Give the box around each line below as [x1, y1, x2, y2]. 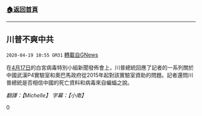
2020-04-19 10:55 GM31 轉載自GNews [6, 51, 99, 58]
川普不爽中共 [6, 34, 54, 44]
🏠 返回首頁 [6, 5, 38, 13]
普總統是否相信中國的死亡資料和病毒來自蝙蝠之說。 [6, 79, 133, 87]
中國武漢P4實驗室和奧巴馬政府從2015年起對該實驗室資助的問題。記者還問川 [6, 72, 194, 79]
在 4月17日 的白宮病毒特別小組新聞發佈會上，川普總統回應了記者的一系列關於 [6, 64, 194, 72]
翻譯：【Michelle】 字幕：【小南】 [6, 92, 87, 99]
